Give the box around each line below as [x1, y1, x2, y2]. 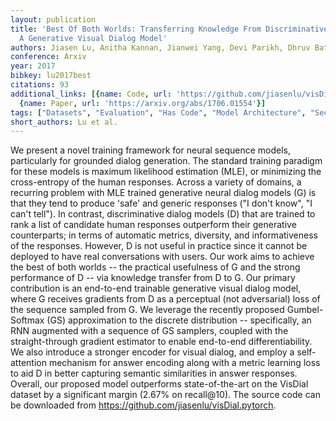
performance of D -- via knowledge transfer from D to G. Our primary [10, 272, 296, 284]
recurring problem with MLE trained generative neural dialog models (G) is [10, 187, 317, 199]
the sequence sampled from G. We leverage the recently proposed [10, 304, 285, 316]
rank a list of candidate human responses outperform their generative [10, 219, 297, 231]
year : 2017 [10, 61, 56, 71]
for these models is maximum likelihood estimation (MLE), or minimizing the [10, 166, 322, 178]
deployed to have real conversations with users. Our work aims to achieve [10, 251, 315, 263]
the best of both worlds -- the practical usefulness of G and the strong [10, 261, 301, 273]
